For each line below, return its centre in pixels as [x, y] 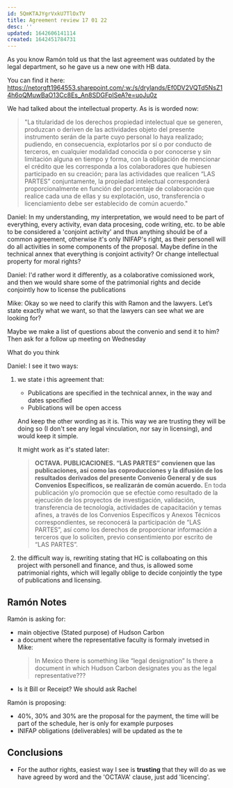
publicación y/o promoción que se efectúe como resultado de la [126, 493]
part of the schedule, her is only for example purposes [95, 723]
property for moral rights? [44, 261]
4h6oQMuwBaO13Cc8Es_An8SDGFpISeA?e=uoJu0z [82, 95]
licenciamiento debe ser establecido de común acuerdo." [106, 203]
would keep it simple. [48, 436]
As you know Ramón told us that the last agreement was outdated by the [111, 59]
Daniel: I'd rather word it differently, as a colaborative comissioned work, [111, 275]
